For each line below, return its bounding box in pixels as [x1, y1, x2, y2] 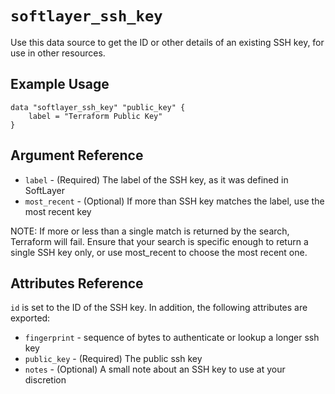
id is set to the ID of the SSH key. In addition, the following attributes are [10, 302, 308, 314]
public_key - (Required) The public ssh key [24, 353, 203, 365]
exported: [10, 312, 51, 324]
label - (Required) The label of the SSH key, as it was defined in [24, 173, 289, 186]
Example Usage [10, 76, 110, 93]
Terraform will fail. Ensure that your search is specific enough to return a [10, 235, 309, 247]
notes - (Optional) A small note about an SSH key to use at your [24, 363, 286, 376]
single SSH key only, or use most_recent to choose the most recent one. [10, 246, 308, 258]
